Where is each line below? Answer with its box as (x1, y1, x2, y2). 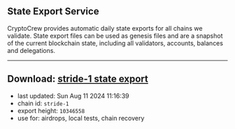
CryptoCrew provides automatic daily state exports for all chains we (7, 24, 203, 32)
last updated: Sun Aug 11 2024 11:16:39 (17, 91, 129, 100)
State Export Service (7, 6, 99, 17)
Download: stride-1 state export (7, 73, 149, 85)
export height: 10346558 (17, 106, 85, 114)
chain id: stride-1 (17, 99, 69, 107)
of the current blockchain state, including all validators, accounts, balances (7, 38, 224, 47)
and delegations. (7, 46, 56, 54)
